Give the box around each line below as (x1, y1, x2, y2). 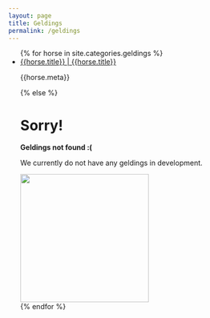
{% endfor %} (19, 302, 67, 312)
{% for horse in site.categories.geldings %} (19, 49, 164, 58)
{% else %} (19, 88, 59, 98)
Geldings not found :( (19, 143, 92, 152)
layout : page (8, 11, 52, 20)
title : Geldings (8, 19, 63, 27)
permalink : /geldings (8, 26, 81, 34)
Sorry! (19, 116, 64, 135)
